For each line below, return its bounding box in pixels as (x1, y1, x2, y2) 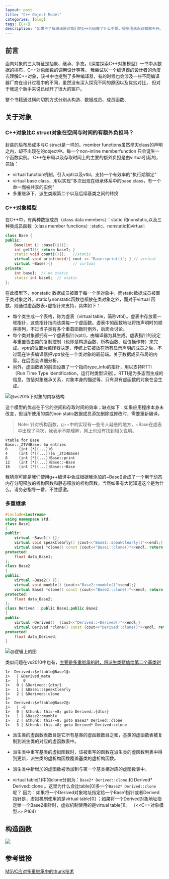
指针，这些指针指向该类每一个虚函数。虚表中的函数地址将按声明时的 (17, 319, 158, 326)
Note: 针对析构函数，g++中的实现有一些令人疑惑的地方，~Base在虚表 (17, 421, 162, 427)
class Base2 (5, 564, 30, 569)
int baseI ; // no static (14, 270, 69, 275)
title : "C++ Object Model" (5, 12, 62, 17)
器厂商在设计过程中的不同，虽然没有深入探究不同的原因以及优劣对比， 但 (5, 79, 156, 85)
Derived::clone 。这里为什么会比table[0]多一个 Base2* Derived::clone (12, 783, 156, 789)
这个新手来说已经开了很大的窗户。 (14, 85, 84, 91)
